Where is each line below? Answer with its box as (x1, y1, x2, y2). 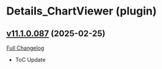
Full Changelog (6, 44, 45, 51)
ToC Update (15, 56, 46, 63)
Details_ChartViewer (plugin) (6, 4, 157, 18)
